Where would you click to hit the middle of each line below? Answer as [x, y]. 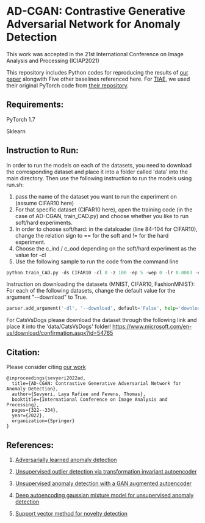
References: [30, 445]
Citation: [23, 352]
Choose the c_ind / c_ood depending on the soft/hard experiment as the [106, 248]
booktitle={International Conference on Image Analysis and [90, 400]
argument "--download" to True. [47, 297]
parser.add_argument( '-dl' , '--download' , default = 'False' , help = [92, 309]
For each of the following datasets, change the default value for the [91, 291]
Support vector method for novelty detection [71, 513]
